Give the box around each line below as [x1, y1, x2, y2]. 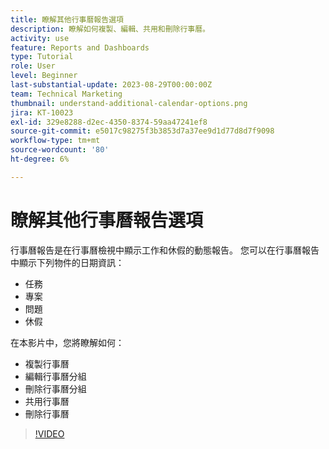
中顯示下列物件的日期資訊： [10, 256, 125, 268]
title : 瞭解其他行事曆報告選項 [10, 14, 124, 25]
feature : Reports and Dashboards [10, 42, 150, 53]
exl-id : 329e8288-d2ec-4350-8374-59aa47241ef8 [10, 117, 208, 127]
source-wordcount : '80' [10, 145, 110, 155]
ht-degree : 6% [10, 154, 70, 164]
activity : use [10, 33, 70, 43]
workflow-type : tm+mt [10, 136, 101, 146]
